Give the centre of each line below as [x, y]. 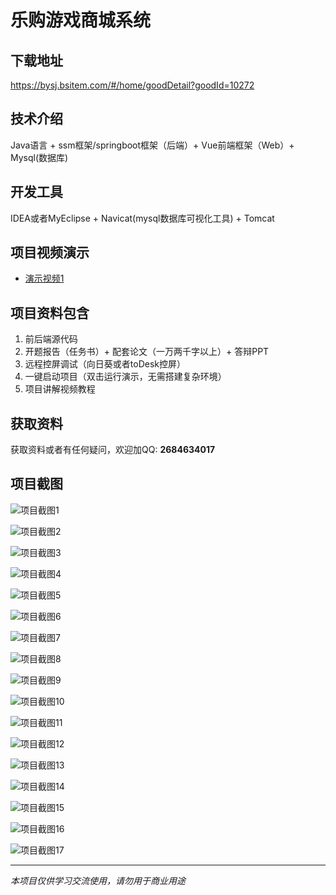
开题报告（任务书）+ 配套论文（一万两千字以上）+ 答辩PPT [147, 352]
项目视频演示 [50, 252]
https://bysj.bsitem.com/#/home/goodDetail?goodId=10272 [132, 85]
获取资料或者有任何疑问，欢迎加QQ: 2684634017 [113, 450]
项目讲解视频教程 [60, 389]
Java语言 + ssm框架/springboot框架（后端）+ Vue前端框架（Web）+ [152, 145]
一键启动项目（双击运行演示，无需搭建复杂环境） [125, 377]
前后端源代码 [51, 339]
